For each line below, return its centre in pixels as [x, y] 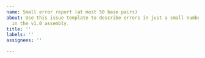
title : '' [19, 29]
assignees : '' [24, 40]
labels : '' [20, 35]
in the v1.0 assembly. [41, 23]
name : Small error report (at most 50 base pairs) [72, 12]
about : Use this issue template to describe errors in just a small [95, 18]
